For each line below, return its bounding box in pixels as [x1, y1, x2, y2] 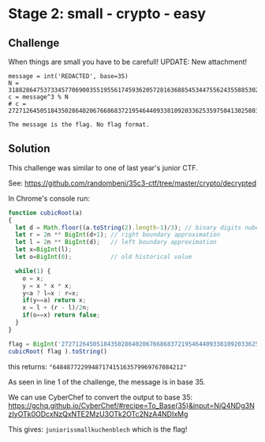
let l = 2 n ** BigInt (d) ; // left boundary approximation [15, 238, 217, 246]
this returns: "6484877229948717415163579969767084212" [8, 361, 187, 371]
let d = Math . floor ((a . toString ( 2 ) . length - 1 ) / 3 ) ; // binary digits [15, 223, 242, 231]
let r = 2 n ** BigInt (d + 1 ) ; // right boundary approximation [15, 230, 221, 239]
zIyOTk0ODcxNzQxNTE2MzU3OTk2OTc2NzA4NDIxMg [8, 409, 188, 418]
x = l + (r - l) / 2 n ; [22, 304, 90, 312]
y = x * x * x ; [22, 282, 73, 290]
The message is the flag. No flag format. [8, 121, 150, 129]
